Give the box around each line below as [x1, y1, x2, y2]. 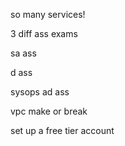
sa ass [10, 47, 37, 59]
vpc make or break [10, 105, 88, 117]
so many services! [10, 9, 86, 20]
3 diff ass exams [10, 28, 78, 39]
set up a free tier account [10, 125, 115, 136]
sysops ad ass [10, 86, 70, 98]
